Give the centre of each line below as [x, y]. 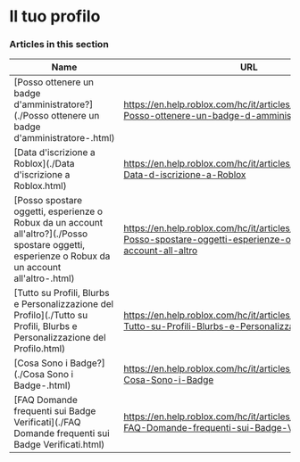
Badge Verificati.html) [59, 445]
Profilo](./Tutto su [51, 316]
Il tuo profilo [55, 16]
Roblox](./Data [44, 164]
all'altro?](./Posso [51, 234]
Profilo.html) [39, 349]
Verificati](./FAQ [48, 423]
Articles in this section [59, 45]
